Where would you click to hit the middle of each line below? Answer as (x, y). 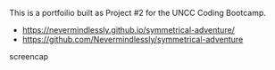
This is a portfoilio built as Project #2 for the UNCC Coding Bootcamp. (137, 13)
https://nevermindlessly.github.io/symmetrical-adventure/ (128, 30)
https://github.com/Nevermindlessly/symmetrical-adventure (133, 39)
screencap (29, 56)
